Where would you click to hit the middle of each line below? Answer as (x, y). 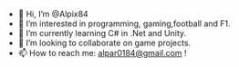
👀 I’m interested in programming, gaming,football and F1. (124, 24)
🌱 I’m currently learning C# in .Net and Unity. (102, 33)
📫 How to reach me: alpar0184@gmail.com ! (102, 53)
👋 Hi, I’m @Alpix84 (53, 14)
